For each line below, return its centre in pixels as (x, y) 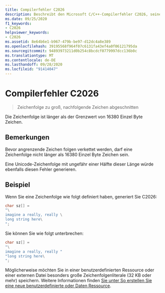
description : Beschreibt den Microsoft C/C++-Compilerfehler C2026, (77, 14)
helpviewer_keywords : (27, 33)
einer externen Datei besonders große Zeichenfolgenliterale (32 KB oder (78, 275)
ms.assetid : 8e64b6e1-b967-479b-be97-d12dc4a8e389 (58, 42)
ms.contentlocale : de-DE (30, 60)
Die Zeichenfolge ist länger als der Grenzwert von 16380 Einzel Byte (74, 117)
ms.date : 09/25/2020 (26, 19)
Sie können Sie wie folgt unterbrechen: (44, 233)
